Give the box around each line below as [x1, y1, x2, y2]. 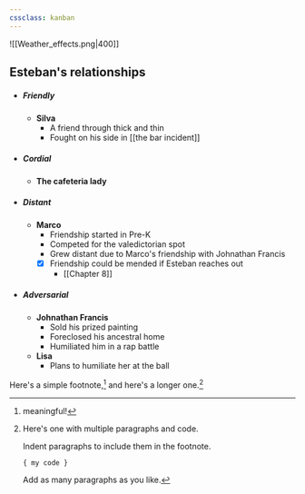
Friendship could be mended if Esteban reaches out [49, 258, 243, 269]
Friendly [22, 90, 55, 101]
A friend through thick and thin [49, 122, 165, 133]
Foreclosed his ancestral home [49, 331, 165, 341]
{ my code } [22, 458, 68, 468]
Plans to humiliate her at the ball [49, 360, 170, 370]
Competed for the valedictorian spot [49, 238, 186, 250]
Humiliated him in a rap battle [49, 341, 160, 351]
